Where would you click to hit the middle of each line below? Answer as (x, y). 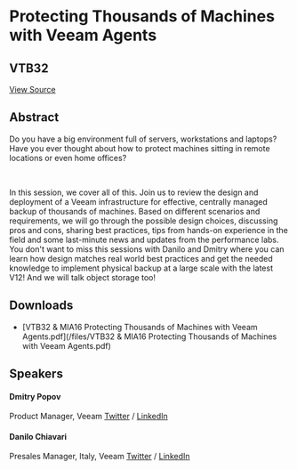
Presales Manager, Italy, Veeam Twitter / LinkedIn (100, 457)
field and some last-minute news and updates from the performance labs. (144, 239)
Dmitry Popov (35, 396)
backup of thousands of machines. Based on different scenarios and (135, 211)
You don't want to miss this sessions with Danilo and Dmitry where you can (147, 249)
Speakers (36, 374)
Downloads (41, 306)
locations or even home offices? (68, 158)
